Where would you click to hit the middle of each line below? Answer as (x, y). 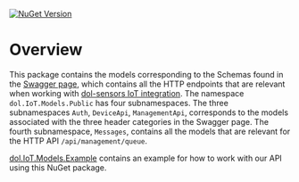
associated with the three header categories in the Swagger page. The (139, 121)
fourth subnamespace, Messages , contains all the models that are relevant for (150, 131)
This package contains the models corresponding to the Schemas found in (146, 74)
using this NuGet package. (58, 167)
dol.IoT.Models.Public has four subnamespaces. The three (119, 103)
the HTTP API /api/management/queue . (79, 141)
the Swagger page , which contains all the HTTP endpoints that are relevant (147, 84)
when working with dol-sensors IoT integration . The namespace (127, 93)
